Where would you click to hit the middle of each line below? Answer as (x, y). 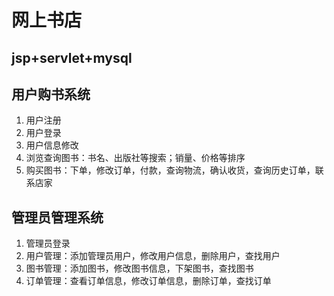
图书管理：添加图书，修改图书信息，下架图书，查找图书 (139, 268)
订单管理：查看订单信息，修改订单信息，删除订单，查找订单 (148, 281)
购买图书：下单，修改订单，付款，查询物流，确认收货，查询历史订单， (170, 170)
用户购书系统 (51, 94)
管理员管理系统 (57, 217)
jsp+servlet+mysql (72, 57)
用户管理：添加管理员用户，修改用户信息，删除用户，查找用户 (153, 256)
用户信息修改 (52, 145)
